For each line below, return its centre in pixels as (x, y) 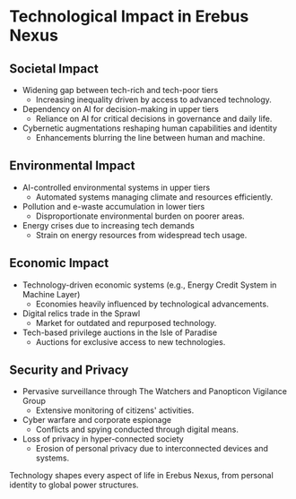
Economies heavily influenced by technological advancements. (152, 304)
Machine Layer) (51, 294)
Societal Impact (54, 69)
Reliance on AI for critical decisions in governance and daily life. (154, 119)
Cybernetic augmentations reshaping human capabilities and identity (150, 128)
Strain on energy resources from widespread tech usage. (141, 235)
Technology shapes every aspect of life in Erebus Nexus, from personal (141, 476)
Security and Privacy (69, 370)
